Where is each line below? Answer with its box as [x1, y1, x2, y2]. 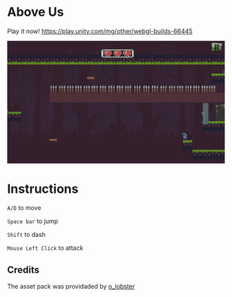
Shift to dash [7, 231, 46, 239]
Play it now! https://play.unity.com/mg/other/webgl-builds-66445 [7, 27, 193, 35]
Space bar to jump [7, 217, 59, 225]
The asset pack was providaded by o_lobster [7, 282, 135, 291]
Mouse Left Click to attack [7, 244, 84, 252]
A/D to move [7, 204, 41, 212]
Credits [7, 264, 40, 276]
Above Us [7, 4, 64, 20]
